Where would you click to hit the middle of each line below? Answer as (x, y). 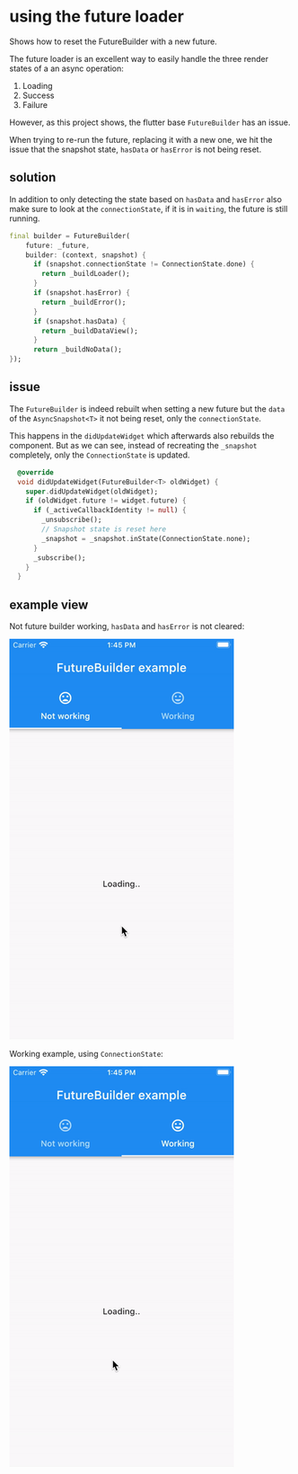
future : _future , (58, 245)
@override (35, 472)
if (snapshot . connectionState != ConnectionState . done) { (144, 264)
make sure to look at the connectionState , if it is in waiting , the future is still (149, 209)
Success (38, 95)
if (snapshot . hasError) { (81, 293)
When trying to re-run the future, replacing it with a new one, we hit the (141, 139)
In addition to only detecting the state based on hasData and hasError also (146, 199)
